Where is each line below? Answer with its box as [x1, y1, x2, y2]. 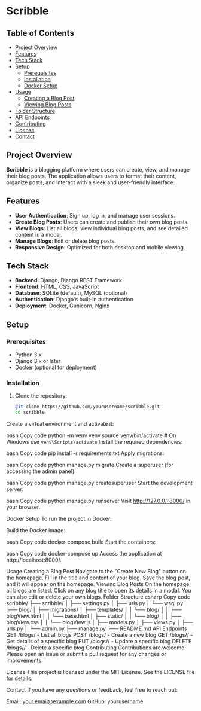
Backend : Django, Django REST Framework [14, 277, 123, 284]
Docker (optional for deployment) [14, 364, 98, 371]
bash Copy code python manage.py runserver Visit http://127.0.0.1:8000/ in [6, 498, 191, 505]
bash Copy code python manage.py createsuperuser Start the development [6, 480, 193, 487]
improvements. [6, 657, 43, 664]
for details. [6, 675, 33, 682]
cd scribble [14, 410, 45, 416]
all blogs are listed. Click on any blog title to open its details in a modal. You [6, 587, 191, 594]
